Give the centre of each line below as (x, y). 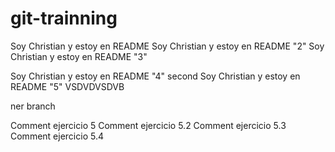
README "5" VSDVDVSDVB (67, 86)
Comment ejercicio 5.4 (57, 136)
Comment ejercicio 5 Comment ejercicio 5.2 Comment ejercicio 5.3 (148, 125)
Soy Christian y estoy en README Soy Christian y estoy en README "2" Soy (167, 46)
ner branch (33, 106)
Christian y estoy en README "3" (79, 56)
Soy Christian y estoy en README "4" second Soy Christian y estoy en (155, 76)
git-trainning (64, 18)
